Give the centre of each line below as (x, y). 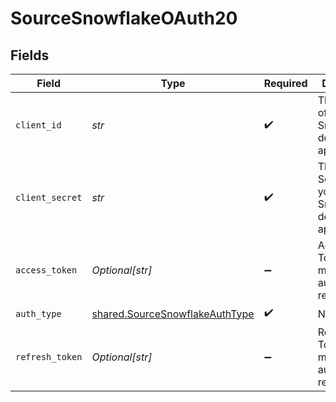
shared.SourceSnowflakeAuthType (173, 314)
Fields (30, 55)
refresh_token (49, 357)
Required (285, 83)
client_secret (49, 197)
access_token (46, 270)
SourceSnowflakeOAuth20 (124, 18)
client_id (38, 125)
